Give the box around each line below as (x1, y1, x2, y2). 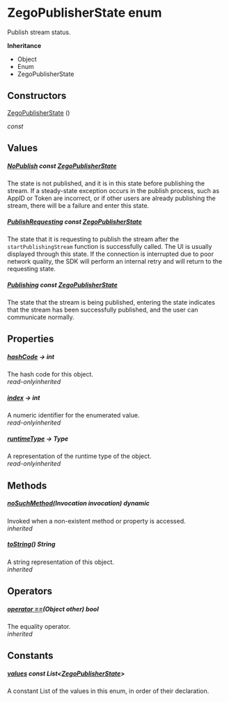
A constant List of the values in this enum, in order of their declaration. (7, 687, 210, 695)
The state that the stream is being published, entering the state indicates (7, 298, 216, 307)
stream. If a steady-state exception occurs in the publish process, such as (7, 187, 220, 195)
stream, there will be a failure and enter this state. (7, 201, 150, 210)
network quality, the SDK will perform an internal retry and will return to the (7, 257, 223, 266)
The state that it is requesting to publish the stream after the (7, 235, 180, 243)
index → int (7, 394, 40, 402)
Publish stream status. (7, 28, 71, 36)
